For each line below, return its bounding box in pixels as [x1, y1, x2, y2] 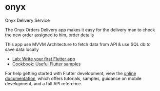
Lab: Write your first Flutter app [12, 56, 76, 61]
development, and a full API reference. [5, 80, 82, 86]
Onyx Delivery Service [5, 17, 50, 23]
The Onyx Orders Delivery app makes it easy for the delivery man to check [5, 27, 155, 32]
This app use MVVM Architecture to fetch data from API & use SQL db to [5, 41, 151, 47]
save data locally [5, 46, 39, 52]
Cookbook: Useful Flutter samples [12, 61, 81, 67]
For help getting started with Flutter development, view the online [5, 70, 137, 76]
